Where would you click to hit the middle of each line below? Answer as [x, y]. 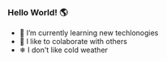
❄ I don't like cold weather [64, 50]
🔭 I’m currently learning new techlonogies [89, 33]
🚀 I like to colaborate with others [73, 42]
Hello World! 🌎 [38, 12]
